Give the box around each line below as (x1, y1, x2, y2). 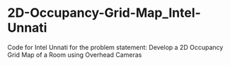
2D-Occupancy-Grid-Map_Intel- (7, 5, 202, 21)
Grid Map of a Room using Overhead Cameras (7, 51, 142, 59)
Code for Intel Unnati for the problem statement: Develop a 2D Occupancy (7, 43, 224, 51)
